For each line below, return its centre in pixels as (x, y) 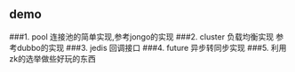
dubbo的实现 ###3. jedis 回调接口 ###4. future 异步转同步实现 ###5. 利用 (151, 47)
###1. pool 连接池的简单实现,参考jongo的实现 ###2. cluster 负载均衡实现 (141, 36)
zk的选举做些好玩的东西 (52, 58)
